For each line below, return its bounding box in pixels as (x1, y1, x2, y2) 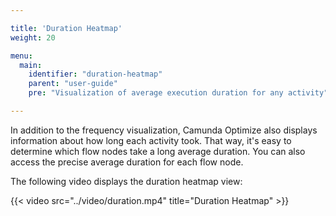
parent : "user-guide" (28, 79, 118, 89)
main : (19, 60, 43, 70)
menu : (10, 51, 33, 61)
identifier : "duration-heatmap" (28, 69, 163, 80)
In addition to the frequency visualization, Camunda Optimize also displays (10, 124, 318, 136)
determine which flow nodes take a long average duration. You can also (10, 145, 306, 157)
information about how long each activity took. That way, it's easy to (10, 134, 292, 146)
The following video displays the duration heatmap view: (10, 175, 243, 187)
